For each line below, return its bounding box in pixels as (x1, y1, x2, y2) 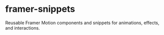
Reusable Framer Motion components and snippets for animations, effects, (5, 20, 159, 26)
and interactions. (5, 25, 40, 31)
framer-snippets (5, 3, 75, 15)
